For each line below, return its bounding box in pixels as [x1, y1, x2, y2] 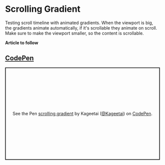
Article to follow [5, 39, 38, 45]
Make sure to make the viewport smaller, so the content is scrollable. [5, 30, 144, 36]
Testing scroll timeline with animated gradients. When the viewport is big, [5, 20, 153, 26]
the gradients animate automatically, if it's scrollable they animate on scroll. [5, 25, 157, 31]
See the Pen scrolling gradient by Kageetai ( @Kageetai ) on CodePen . [12, 111, 153, 117]
